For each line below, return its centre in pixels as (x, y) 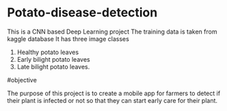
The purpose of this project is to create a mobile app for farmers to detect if (114, 93)
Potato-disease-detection (82, 13)
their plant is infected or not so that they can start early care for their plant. (112, 100)
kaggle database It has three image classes (68, 38)
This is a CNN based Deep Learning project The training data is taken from (112, 32)
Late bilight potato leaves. (53, 66)
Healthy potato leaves (48, 52)
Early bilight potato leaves (53, 59)
